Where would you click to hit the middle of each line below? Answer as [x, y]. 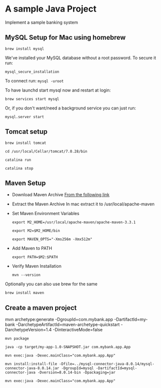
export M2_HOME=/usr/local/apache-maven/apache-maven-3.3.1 [74, 222]
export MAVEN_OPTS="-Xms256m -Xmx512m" [52, 239]
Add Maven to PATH [32, 248]
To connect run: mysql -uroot [34, 80]
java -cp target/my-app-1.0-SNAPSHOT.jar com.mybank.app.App [68, 347]
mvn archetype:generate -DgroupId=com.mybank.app [59, 319]
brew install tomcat [26, 143]
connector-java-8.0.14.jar [32, 368]
